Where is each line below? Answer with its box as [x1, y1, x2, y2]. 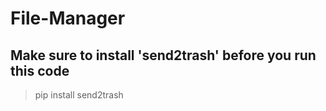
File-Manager [10, 7, 126, 30]
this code [10, 62, 70, 79]
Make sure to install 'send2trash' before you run [10, 47, 317, 64]
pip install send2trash [34, 89, 124, 101]
